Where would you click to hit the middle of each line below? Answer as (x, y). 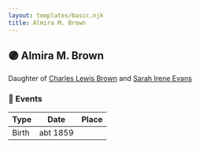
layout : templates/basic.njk (56, 15)
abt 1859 (56, 132)
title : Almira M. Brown (47, 23)
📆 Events (26, 99)
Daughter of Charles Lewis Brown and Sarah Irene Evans (100, 79)
